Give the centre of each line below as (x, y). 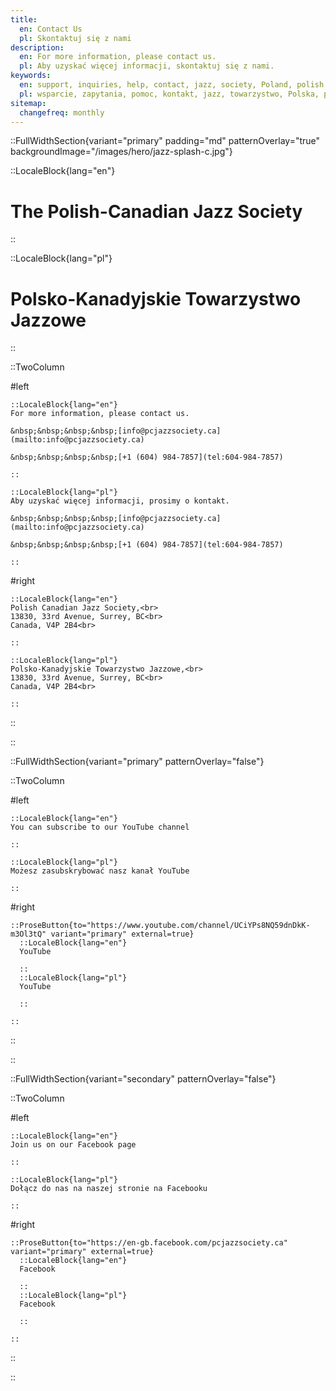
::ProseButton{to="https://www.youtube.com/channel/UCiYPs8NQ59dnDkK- (160, 926)
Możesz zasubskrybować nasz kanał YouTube (100, 871)
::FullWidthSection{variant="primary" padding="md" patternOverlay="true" (165, 141)
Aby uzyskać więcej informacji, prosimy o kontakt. (120, 501)
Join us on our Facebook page (73, 1145)
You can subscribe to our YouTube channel (100, 827)
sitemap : (28, 103)
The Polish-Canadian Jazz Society (156, 211)
